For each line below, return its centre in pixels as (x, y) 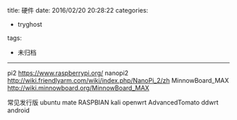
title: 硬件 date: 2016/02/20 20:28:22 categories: (78, 10)
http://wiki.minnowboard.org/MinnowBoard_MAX (78, 88)
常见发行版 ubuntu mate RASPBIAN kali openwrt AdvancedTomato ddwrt (113, 102)
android (19, 110)
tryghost (30, 24)
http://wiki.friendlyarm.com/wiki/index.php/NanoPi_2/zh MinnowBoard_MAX (118, 80)
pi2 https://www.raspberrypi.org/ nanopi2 (68, 73)
